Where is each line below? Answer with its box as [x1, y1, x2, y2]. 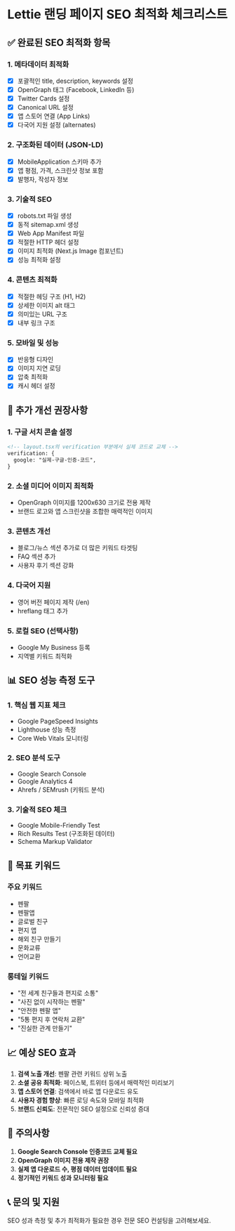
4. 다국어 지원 [7, 580, 51, 590]
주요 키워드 [7, 882, 43, 892]
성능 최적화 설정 [17, 256, 61, 264]
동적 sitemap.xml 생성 [17, 221, 79, 229]
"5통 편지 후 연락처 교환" [17, 1015, 86, 1024]
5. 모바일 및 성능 [7, 338, 59, 348]
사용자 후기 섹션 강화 [17, 561, 74, 570]
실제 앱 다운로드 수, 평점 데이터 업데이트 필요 [17, 1164, 137, 1173]
